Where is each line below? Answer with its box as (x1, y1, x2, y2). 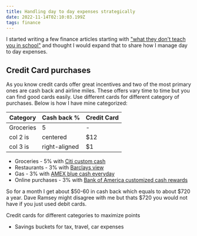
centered (42, 133, 67, 141)
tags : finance (6, 19, 41, 25)
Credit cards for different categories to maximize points (6, 212, 141, 219)
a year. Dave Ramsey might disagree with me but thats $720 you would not (6, 194, 188, 201)
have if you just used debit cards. (6, 201, 87, 208)
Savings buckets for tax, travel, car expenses (14, 223, 124, 230)
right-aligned (42, 142, 79, 151)
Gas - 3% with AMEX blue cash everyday (14, 170, 115, 177)
